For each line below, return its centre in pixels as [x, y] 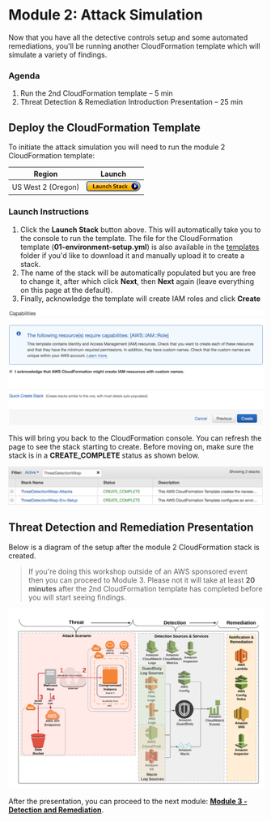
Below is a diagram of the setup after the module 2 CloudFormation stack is [134, 547]
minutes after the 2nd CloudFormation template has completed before [145, 588]
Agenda [24, 75]
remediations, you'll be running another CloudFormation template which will [134, 45]
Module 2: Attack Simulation [106, 15]
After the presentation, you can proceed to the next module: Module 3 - [128, 802]
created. [22, 555]
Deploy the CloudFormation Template [104, 127]
